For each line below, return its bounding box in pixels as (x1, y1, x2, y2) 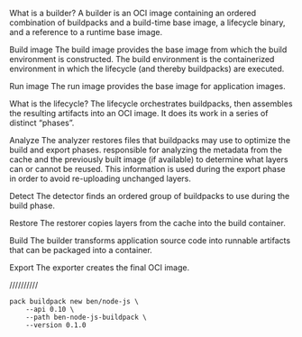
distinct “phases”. (9, 117, 75, 128)
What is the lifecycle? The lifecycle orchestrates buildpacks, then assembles (9, 98, 293, 109)
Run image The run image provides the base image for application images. (9, 81, 286, 91)
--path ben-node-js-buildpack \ (25, 313, 147, 322)
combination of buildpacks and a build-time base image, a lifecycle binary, (9, 17, 286, 28)
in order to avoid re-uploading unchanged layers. (9, 173, 192, 184)
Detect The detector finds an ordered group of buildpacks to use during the (9, 191, 290, 201)
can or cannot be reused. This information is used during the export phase (9, 164, 286, 174)
